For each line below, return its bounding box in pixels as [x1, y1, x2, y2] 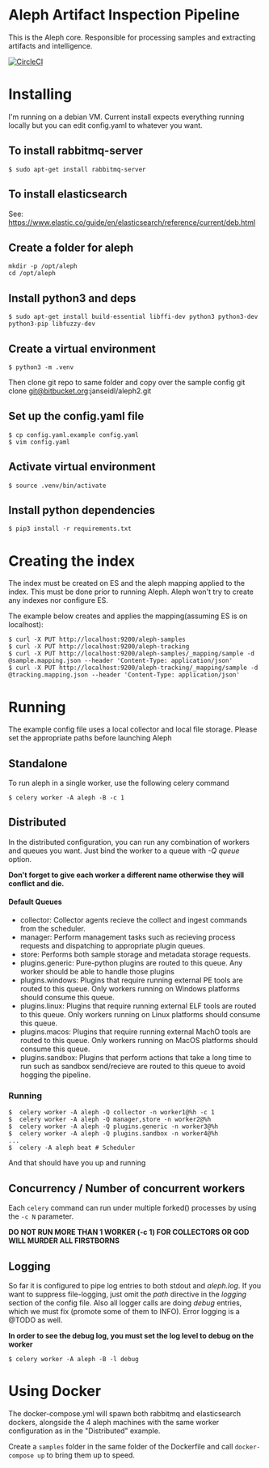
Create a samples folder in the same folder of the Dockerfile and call [8, 1441, 233, 1451]
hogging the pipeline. [19, 1070, 91, 1080]
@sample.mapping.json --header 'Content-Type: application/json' [8, 657, 233, 665]
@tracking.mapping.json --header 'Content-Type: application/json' [8, 671, 241, 679]
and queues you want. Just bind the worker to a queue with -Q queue [8, 846, 240, 855]
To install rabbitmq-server [8, 144, 144, 158]
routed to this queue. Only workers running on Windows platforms [19, 984, 241, 994]
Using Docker [8, 1382, 102, 1401]
